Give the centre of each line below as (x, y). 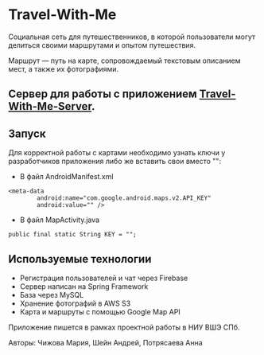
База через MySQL (52, 295)
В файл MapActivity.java (60, 220)
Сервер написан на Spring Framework (84, 286)
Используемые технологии (80, 259)
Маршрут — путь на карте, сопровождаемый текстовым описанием (124, 60)
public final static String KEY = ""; (72, 235)
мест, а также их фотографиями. (64, 68)
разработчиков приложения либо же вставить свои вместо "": (115, 162)
